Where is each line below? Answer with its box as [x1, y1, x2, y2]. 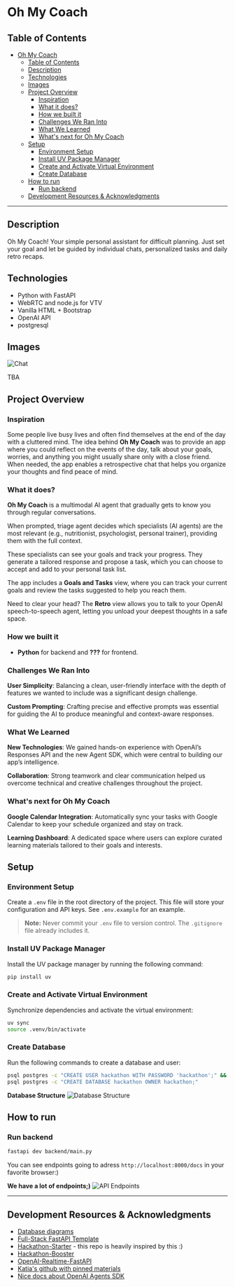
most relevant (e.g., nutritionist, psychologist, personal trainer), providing [7, 529, 218, 537]
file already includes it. [24, 927, 90, 935]
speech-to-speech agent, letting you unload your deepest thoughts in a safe [7, 607, 227, 616]
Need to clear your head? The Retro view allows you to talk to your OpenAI [7, 600, 223, 608]
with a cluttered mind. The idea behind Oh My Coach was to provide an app [7, 438, 226, 446]
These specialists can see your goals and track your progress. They [7, 550, 203, 558]
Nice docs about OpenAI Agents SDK [17, 1272, 124, 1280]
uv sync [7, 1019, 30, 1026]
